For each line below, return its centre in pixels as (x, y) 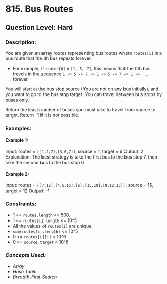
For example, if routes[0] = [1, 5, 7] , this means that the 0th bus (81, 68)
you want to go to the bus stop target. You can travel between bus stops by (84, 94)
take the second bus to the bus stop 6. (45, 162)
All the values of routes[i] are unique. (52, 226)
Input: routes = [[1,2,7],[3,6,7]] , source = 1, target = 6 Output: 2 (74, 151)
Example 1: (17, 140)
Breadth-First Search (35, 277)
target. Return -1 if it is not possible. (43, 115)
